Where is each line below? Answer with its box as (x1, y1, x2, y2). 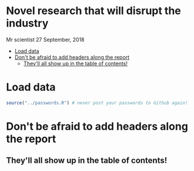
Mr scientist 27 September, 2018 (6, 36, 85, 43)
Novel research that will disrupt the (6, 4, 181, 18)
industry (6, 16, 49, 30)
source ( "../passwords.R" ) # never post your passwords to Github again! (6, 100, 188, 106)
